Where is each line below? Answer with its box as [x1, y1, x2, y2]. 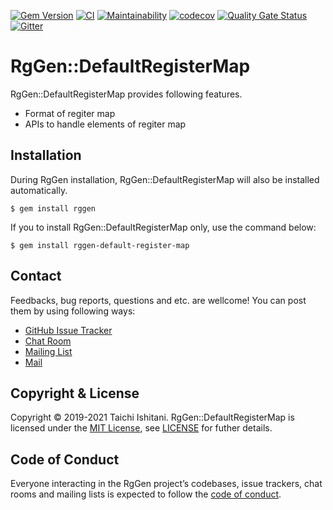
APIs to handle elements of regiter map [24, 118, 187, 130]
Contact [10, 268, 62, 285]
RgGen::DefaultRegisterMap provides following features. [10, 88, 243, 100]
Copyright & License [10, 385, 140, 402]
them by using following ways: [10, 305, 136, 317]
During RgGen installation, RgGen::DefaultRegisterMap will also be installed [10, 173, 320, 185]
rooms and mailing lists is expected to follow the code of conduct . [10, 488, 282, 500]
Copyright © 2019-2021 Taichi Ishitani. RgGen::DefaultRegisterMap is [10, 411, 295, 424]
